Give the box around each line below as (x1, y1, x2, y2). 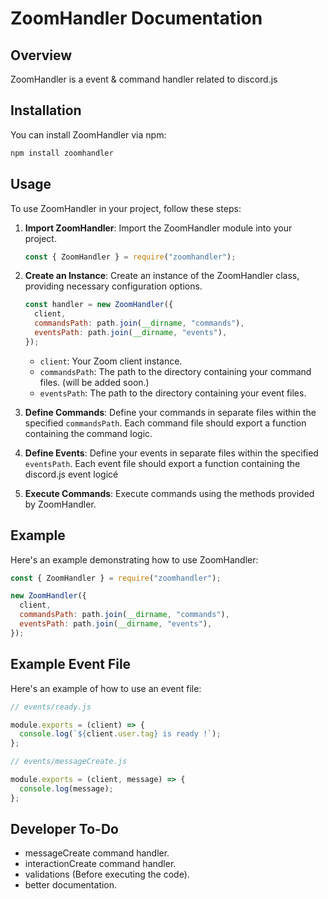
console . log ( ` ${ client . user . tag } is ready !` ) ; (19, 729, 222, 739)
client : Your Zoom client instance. (39, 355, 183, 367)
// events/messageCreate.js (10, 757, 128, 767)
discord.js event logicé (24, 468, 119, 480)
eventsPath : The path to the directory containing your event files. (39, 387, 307, 399)
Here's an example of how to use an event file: (10, 682, 202, 694)
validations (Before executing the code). (24, 868, 190, 881)
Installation (10, 102, 82, 119)
